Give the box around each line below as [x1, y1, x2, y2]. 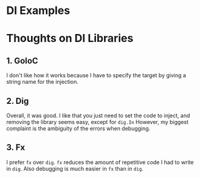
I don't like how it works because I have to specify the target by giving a [6, 72, 187, 79]
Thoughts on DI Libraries [6, 32, 134, 46]
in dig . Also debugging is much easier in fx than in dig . [6, 165, 144, 172]
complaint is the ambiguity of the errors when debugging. [6, 125, 151, 132]
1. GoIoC [6, 55, 38, 66]
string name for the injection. [6, 78, 79, 86]
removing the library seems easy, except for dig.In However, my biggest [6, 118, 189, 125]
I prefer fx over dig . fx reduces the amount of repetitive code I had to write [6, 159, 194, 166]
